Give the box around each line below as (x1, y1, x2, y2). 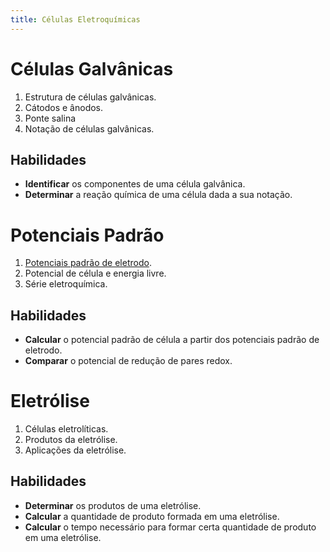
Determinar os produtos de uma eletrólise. (24, 499, 202, 511)
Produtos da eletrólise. (24, 434, 118, 446)
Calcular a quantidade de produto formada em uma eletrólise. (24, 510, 280, 522)
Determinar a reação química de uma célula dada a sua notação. (24, 189, 293, 201)
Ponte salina (24, 112, 77, 124)
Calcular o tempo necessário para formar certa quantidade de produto (24, 521, 317, 533)
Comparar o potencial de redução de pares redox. (24, 355, 233, 367)
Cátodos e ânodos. (24, 101, 104, 113)
